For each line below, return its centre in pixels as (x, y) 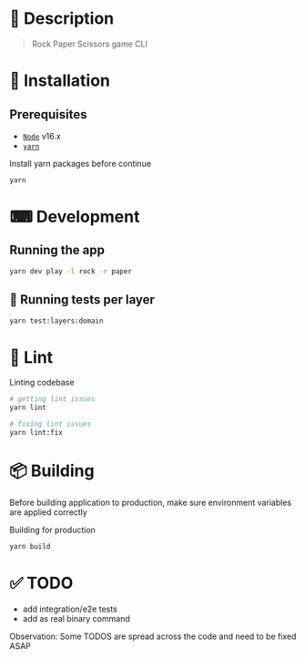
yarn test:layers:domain (56, 321)
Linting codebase (42, 383)
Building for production (52, 530)
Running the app (57, 250)
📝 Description (62, 19)
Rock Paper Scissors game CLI (90, 44)
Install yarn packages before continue (81, 163)
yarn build (30, 546)
